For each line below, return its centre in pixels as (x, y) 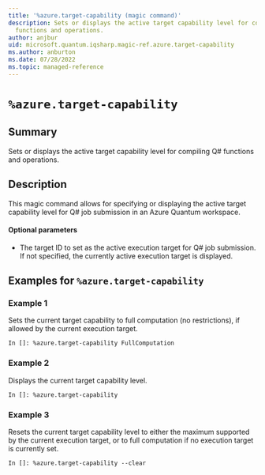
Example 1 (28, 303)
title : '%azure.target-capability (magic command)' (95, 15)
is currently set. (34, 449)
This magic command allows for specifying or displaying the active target (127, 203)
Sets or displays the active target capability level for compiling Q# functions (131, 151)
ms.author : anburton (42, 52)
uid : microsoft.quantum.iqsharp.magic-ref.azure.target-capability (121, 45)
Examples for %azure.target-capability (106, 281)
